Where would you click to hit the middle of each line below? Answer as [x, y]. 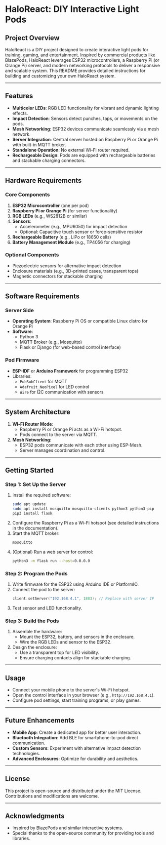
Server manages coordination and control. [62, 450]
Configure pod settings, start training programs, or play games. [77, 700]
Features [19, 96]
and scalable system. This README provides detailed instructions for [75, 71]
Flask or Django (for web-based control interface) [70, 347]
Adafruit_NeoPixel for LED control [55, 387]
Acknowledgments [35, 816]
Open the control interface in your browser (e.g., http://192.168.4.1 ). [83, 695]
